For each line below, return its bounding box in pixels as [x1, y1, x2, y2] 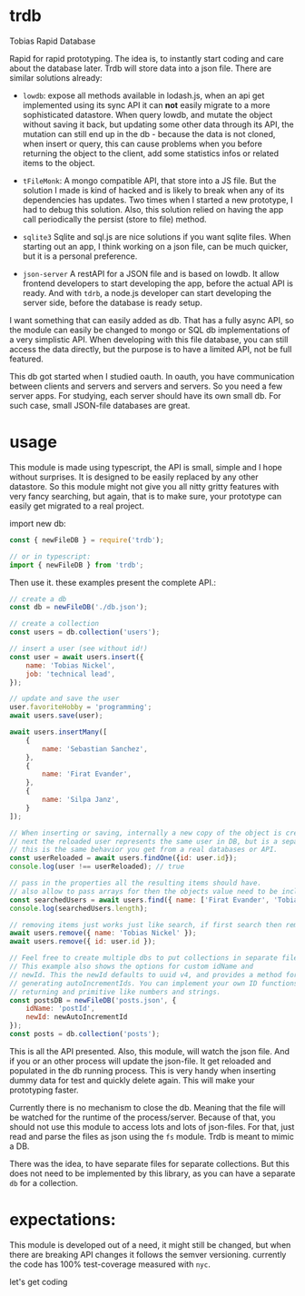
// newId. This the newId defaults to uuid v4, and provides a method [9, 970, 282, 979]
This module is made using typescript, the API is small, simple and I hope [9, 461, 283, 472]
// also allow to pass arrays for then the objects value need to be [9, 886, 279, 895]
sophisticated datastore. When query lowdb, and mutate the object [22, 109, 273, 120]
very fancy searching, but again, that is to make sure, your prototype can [9, 490, 282, 501]
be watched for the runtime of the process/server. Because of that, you [9, 1112, 276, 1123]
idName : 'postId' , [25, 1004, 95, 1014]
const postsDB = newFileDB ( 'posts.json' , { [9, 995, 177, 1004]
